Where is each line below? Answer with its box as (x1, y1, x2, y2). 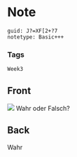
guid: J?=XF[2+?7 (7, 27, 58, 34)
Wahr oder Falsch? (15, 104, 70, 113)
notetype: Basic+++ (7, 33, 64, 41)
